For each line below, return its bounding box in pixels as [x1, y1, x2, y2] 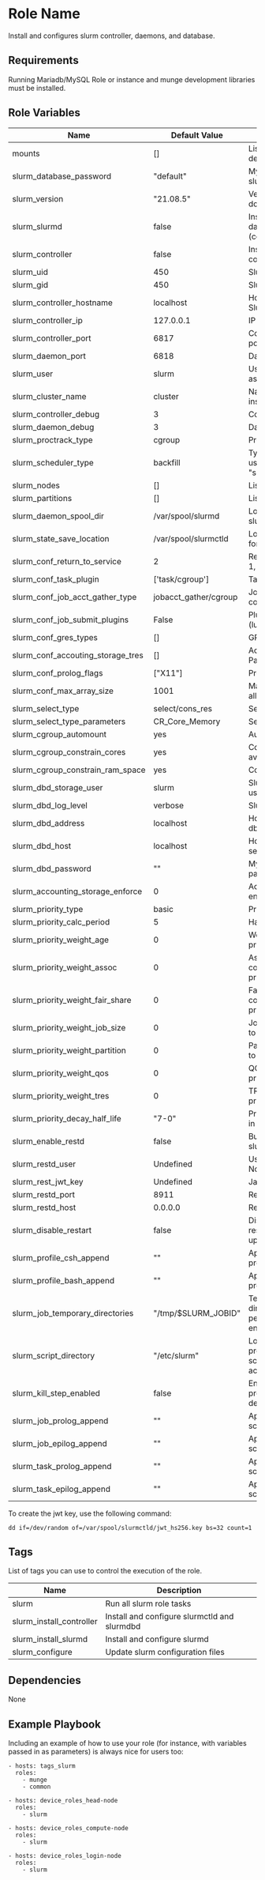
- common [22, 1783, 51, 1791]
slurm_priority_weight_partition [12, 1045, 126, 1056]
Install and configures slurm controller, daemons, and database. [8, 31, 215, 40]
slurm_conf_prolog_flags [12, 667, 103, 678]
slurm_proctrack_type [12, 434, 93, 445]
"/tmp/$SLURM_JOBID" [153, 1307, 241, 1318]
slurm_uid [12, 266, 49, 277]
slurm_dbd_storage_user [12, 782, 103, 793]
